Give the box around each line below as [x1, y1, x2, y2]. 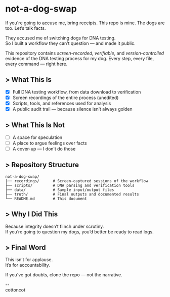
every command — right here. [5, 61, 68, 67]
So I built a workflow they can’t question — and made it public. [5, 40, 136, 46]
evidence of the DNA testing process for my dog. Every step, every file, [5, 55, 154, 61]
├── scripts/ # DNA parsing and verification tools [5, 183, 135, 188]
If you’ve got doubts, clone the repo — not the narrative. [5, 272, 122, 278]
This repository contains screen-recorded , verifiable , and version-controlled [5, 50, 164, 56]
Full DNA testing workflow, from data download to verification [12, 89, 141, 95]
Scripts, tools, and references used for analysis [12, 100, 111, 106]
